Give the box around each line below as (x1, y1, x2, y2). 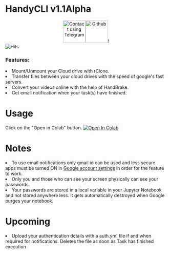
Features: (5, 56, 30, 63)
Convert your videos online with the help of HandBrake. (12, 84, 129, 90)
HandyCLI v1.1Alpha (5, 3, 92, 15)
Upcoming (5, 216, 51, 227)
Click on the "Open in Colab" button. (5, 125, 82, 131)
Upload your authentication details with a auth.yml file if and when (12, 233, 152, 239)
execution (5, 244, 27, 250)
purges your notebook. (5, 198, 54, 204)
